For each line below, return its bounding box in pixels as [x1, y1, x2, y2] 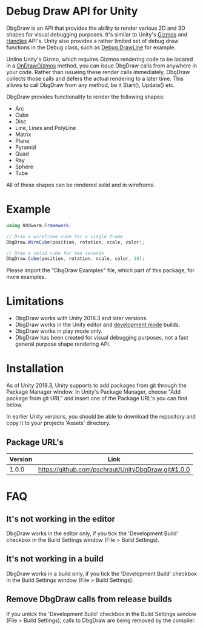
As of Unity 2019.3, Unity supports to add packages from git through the [6, 382, 187, 389]
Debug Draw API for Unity [6, 4, 138, 18]
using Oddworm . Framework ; [6, 222, 72, 228]
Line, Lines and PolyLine [15, 124, 76, 131]
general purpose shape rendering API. [15, 340, 111, 348]
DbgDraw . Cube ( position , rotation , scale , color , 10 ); [6, 256, 145, 262]
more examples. [6, 273, 47, 281]
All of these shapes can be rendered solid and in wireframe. [6, 181, 156, 188]
